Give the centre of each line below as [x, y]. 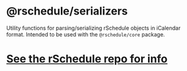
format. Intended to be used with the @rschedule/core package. [86, 34]
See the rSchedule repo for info [87, 59]
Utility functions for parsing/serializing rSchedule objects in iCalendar [94, 28]
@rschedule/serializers [67, 11]
